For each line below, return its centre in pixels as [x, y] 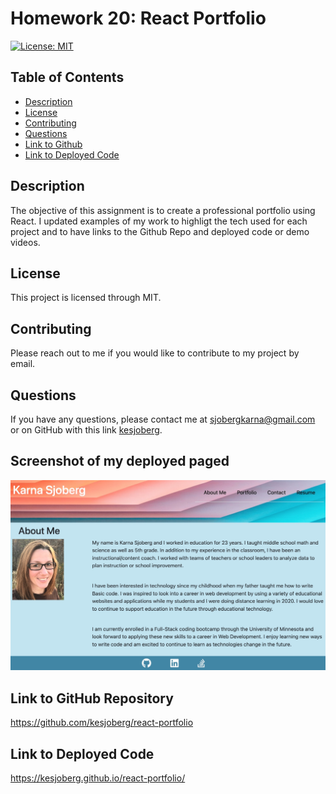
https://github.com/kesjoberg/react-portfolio [102, 723]
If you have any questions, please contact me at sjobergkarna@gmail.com [163, 419]
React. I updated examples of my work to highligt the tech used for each [159, 221]
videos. [25, 242]
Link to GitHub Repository [92, 698]
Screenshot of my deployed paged [120, 461]
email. [23, 364]
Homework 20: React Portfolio [138, 18]
